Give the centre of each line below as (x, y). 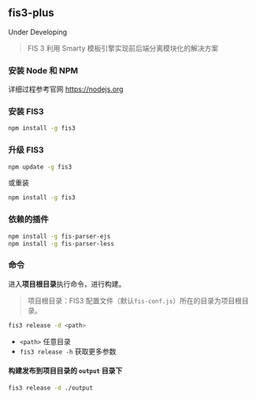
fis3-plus (32, 13)
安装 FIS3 (26, 112)
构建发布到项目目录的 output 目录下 (65, 371)
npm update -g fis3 (40, 167)
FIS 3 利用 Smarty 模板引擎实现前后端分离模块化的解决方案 (123, 48)
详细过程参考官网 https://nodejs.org (66, 89)
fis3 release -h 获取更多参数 (68, 351)
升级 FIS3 (26, 150)
